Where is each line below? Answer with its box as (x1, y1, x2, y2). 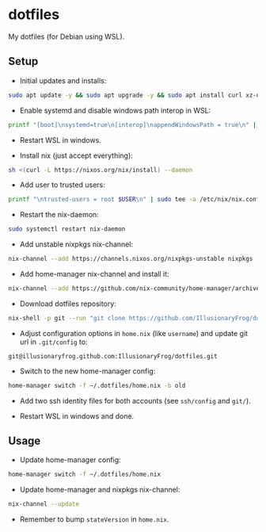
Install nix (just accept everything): (19, 151, 133, 160)
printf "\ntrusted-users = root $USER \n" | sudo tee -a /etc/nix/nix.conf (8, 196, 260, 204)
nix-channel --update (8, 500, 80, 508)
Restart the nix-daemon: (19, 210, 99, 220)
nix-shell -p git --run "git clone (8, 314, 126, 322)
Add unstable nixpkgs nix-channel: (19, 239, 133, 249)
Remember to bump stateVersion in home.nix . (19, 515, 169, 524)
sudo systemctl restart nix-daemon (8, 225, 126, 233)
